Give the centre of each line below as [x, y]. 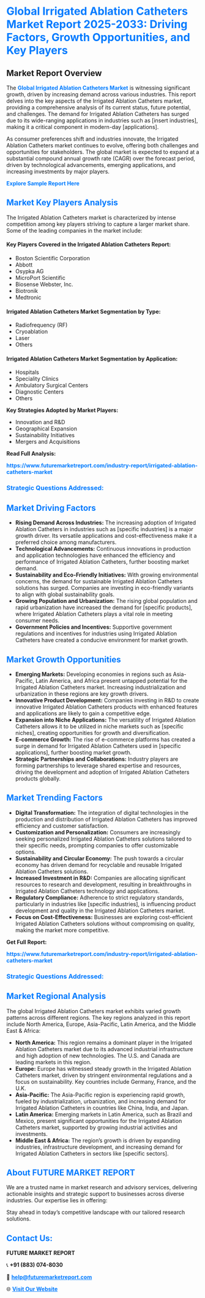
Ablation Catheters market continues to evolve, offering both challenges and [102, 145]
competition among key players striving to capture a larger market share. [98, 224]
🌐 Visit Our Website [32, 1289]
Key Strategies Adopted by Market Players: [62, 410]
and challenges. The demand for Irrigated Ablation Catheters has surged [98, 114]
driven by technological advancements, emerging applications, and [91, 165]
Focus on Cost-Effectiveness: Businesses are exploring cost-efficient [104, 917]
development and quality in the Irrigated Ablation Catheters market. [100, 911]
